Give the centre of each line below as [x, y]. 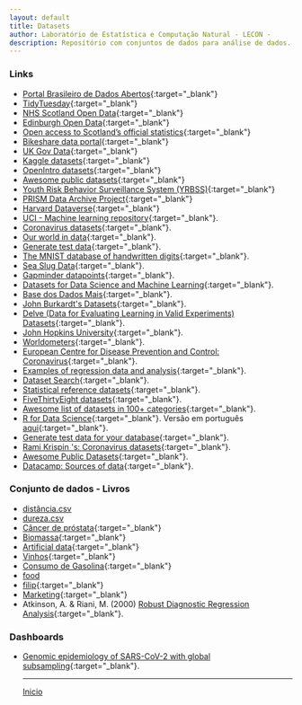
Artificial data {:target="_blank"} [80, 546]
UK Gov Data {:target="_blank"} [80, 151]
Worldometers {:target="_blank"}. [84, 341]
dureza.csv [43, 518]
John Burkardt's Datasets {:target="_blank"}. [104, 304]
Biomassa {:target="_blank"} [74, 537]
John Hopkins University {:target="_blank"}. [103, 332]
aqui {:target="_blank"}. [65, 427]
